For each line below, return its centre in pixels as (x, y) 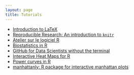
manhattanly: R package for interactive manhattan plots (71, 67)
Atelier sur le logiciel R (36, 40)
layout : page (19, 10)
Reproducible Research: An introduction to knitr (63, 34)
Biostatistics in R (30, 45)
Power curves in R (31, 61)
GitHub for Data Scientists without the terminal (61, 51)
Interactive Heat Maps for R (41, 56)
